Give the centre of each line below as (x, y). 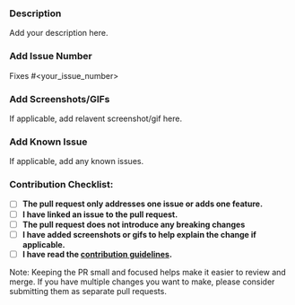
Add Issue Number (51, 57)
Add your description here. (59, 33)
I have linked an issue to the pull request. (100, 214)
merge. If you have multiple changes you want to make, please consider (142, 282)
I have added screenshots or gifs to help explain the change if (139, 234)
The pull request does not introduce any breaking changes (134, 224)
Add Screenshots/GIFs (60, 99)
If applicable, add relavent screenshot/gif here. (95, 118)
